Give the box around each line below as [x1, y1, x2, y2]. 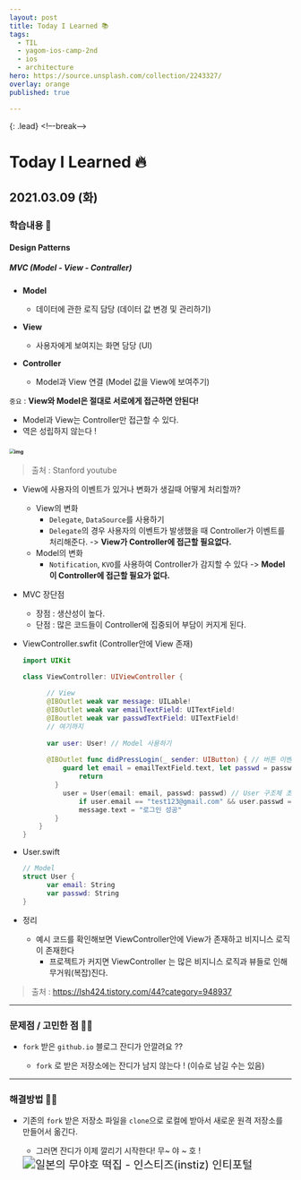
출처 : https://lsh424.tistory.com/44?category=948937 [30, 986, 233, 996]
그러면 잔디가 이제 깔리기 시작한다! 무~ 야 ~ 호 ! [35, 1145, 202, 1156]
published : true [9, 88, 70, 97]
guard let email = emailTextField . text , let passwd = [62, 764, 268, 773]
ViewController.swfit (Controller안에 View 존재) [21, 637, 193, 649]
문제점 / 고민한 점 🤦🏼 [9, 1019, 93, 1031]
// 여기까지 [46, 722, 83, 731]
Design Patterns [9, 242, 71, 252]
